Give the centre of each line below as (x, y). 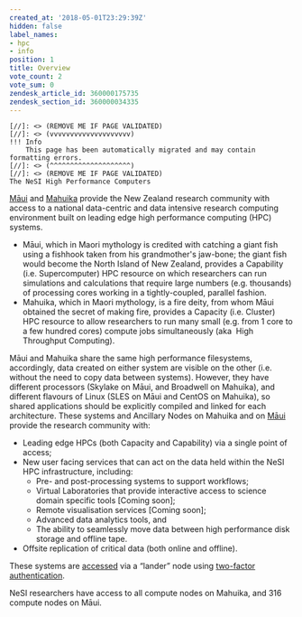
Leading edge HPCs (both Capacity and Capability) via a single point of (155, 443)
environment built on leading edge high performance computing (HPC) (141, 218)
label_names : (34, 34)
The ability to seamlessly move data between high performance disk (163, 529)
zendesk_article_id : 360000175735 (74, 93)
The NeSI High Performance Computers (80, 182)
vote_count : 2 (36, 77)
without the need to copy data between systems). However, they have (139, 378)
